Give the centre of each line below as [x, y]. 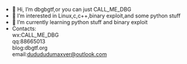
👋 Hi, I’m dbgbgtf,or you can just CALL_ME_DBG [71, 9]
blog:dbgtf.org [30, 48]
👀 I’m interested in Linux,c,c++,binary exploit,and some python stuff [96, 16]
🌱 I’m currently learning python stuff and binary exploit [80, 22]
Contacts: [24, 28]
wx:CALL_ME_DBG [35, 35]
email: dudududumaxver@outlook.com [59, 54]
